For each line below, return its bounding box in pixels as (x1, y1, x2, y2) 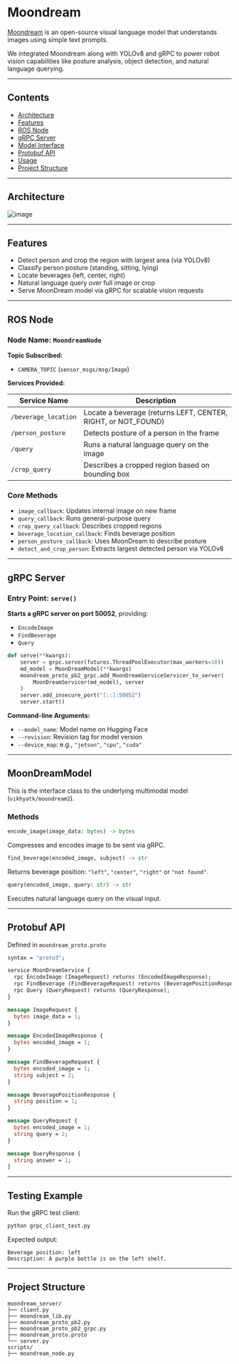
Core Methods (7, 490, 58, 500)
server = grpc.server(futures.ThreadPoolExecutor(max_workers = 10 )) (20, 658, 224, 666)
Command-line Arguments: (7, 712, 90, 720)
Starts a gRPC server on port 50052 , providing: (7, 610, 148, 618)
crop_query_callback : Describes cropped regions (17, 521, 162, 531)
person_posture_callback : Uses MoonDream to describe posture (17, 537, 207, 546)
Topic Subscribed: (7, 351, 63, 360)
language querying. (7, 64, 65, 73)
